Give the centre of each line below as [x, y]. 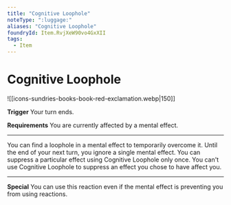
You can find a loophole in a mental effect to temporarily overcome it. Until [112, 144]
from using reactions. [37, 194]
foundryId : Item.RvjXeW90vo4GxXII [57, 33]
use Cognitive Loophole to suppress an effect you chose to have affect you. [114, 166]
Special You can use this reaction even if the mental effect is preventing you [115, 186]
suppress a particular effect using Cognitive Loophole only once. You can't [113, 160]
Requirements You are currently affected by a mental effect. [93, 125]
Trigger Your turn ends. [41, 111]
